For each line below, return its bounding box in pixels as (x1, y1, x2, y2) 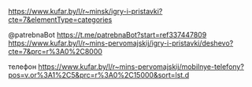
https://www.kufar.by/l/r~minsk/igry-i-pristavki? (8, 7, 163, 16)
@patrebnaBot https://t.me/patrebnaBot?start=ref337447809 (8, 31, 207, 39)
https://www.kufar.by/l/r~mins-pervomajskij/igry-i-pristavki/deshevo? (8, 38, 234, 48)
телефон (8, 62, 37, 71)
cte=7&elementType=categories (8, 15, 113, 24)
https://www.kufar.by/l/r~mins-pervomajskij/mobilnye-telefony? (38, 62, 244, 71)
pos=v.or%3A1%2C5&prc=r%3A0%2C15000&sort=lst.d (8, 71, 190, 79)
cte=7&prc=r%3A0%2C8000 (8, 47, 102, 56)
